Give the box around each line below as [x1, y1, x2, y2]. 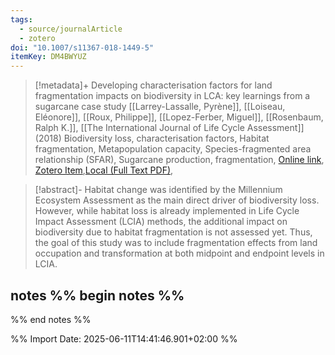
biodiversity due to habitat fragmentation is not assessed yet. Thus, [34, 226, 313, 238]
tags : [10, 14, 33, 25]
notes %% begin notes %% [10, 287, 185, 304]
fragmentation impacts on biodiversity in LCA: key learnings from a [34, 90, 311, 102]
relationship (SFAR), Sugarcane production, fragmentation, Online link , [34, 154, 325, 166]
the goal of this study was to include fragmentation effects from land [34, 237, 318, 249]
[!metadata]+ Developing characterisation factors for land [34, 79, 273, 91]
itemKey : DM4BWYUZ [10, 52, 87, 62]
